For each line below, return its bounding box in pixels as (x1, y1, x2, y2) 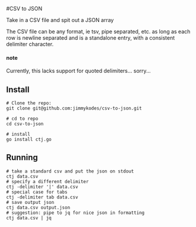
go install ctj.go (6, 136, 52, 143)
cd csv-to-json (6, 121, 44, 127)
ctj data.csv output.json (6, 204, 70, 210)
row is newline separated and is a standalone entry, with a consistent (6, 34, 175, 41)
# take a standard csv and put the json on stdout (6, 168, 134, 174)
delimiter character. (6, 41, 54, 47)
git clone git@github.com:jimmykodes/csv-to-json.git (6, 105, 143, 111)
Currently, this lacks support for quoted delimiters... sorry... (6, 68, 151, 75)
